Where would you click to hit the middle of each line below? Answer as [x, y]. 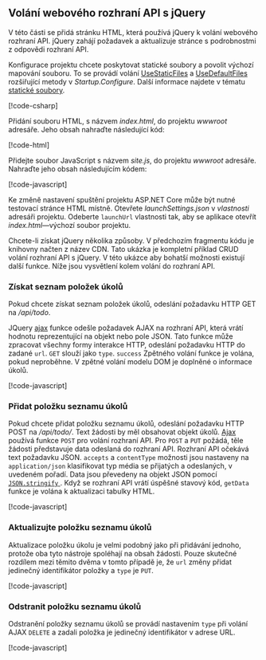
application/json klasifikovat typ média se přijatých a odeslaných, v [120, 466]
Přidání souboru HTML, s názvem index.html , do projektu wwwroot [118, 121]
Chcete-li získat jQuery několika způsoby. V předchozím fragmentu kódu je [131, 240]
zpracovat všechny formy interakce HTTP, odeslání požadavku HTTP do [127, 345]
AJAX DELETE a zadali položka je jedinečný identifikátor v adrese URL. [122, 632]
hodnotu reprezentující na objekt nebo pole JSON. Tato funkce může [121, 336]
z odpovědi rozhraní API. [49, 49]
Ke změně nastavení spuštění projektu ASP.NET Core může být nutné [122, 199]
